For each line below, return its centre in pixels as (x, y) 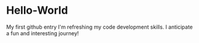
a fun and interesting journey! (43, 33)
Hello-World (37, 10)
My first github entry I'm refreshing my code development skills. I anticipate (99, 27)
